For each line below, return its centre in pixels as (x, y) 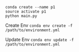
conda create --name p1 (30, 7)
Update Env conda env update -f (40, 39)
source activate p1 (26, 12)
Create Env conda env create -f (39, 25)
